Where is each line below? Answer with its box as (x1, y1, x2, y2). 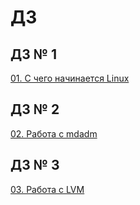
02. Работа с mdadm (10, 127, 98, 140)
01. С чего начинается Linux (10, 72, 130, 84)
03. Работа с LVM (10, 183, 85, 195)
